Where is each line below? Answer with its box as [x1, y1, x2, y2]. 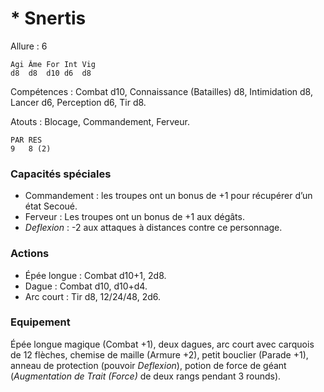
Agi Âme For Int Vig [10, 59, 97, 69]
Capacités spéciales [10, 167, 112, 181]
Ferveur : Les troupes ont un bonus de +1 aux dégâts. [24, 211, 245, 223]
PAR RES [10, 135, 43, 145]
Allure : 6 [10, 40, 48, 52]
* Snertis [10, 7, 87, 30]
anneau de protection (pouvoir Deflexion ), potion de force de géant [10, 359, 287, 371]
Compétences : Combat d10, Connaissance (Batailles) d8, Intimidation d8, [10, 85, 313, 97]
